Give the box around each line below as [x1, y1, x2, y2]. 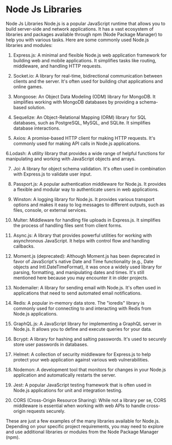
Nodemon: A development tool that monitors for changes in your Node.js [13, 366, 166, 373]
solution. [28, 104, 46, 110]
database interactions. [13, 125, 61, 131]
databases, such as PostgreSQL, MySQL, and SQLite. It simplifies [13, 119, 151, 126]
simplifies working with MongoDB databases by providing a [13, 98, 138, 105]
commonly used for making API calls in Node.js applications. [13, 140, 141, 146]
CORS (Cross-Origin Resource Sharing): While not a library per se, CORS [13, 397, 166, 403]
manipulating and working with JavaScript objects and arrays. [6, 156, 136, 162]
